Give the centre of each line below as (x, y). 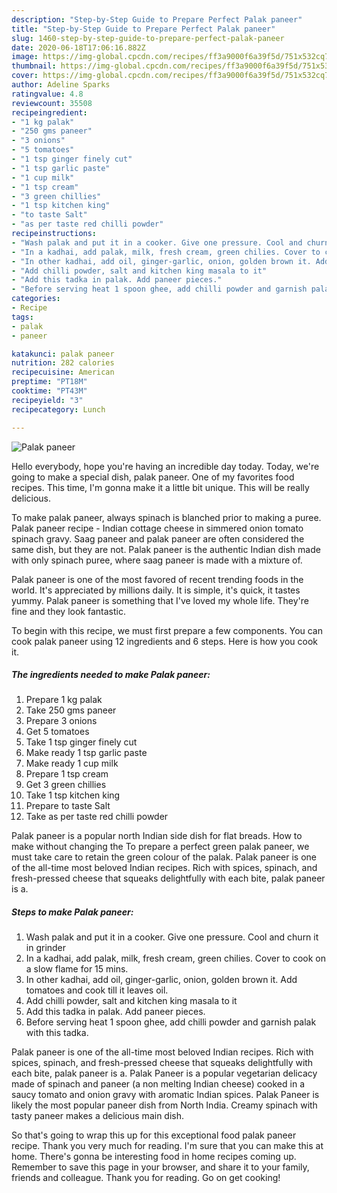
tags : (22, 317)
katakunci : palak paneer (63, 354)
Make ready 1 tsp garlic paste (86, 753)
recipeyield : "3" (47, 400)
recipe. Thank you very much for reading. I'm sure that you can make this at (167, 1146)
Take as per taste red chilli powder (97, 817)
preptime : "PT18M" (49, 382)
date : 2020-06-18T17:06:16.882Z (78, 47)
